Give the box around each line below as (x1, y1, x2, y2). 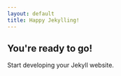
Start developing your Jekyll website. (7, 61, 114, 70)
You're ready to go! (7, 43, 93, 54)
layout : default (7, 10, 55, 17)
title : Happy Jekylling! (7, 17, 80, 24)
